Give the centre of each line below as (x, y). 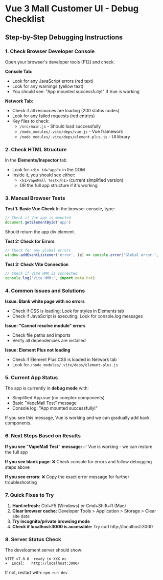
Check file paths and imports (41, 335)
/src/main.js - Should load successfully (60, 126)
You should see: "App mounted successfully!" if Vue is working (76, 91)
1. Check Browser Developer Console (50, 51)
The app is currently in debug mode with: (47, 388)
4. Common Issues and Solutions (45, 290)
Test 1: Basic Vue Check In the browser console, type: (60, 209)
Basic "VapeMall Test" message (44, 403)
